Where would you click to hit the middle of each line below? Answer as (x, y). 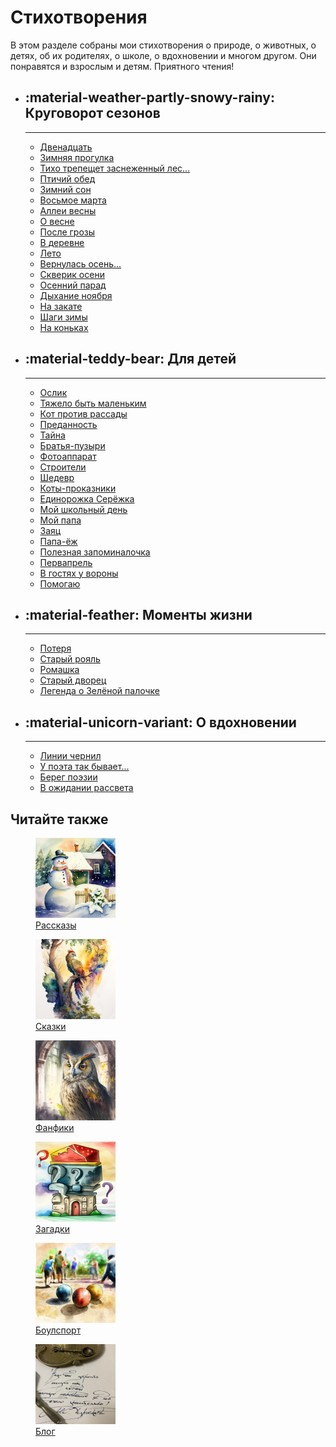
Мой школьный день (83, 509)
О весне (57, 221)
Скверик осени (72, 274)
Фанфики (55, 1127)
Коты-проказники (78, 488)
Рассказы (56, 925)
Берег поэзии (68, 777)
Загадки (52, 1229)
